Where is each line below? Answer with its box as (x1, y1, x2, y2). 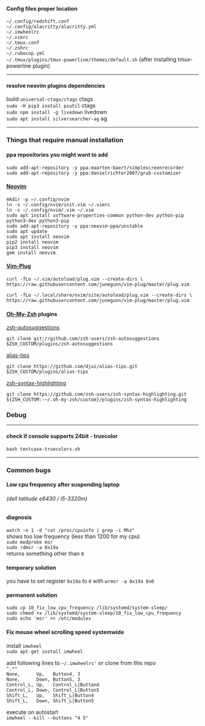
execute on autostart (6, 708, 59, 716)
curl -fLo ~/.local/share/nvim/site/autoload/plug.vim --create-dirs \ (6, 292, 192, 298)
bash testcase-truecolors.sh (6, 446, 81, 452)
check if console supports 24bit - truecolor (6, 433, 118, 440)
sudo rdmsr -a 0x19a (6, 544, 59, 550)
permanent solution (6, 591, 58, 598)
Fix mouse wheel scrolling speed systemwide (6, 628, 124, 636)
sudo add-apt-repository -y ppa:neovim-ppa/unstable (6, 223, 143, 229)
